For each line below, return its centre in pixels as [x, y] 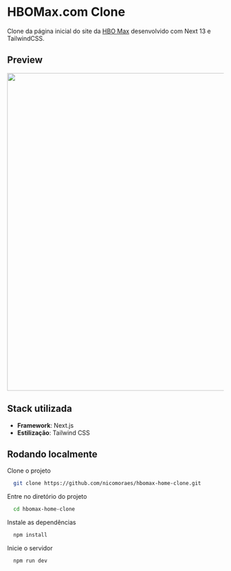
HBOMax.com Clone [66, 12]
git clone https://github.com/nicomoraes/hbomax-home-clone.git [107, 484]
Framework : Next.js [45, 425]
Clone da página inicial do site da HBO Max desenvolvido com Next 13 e [109, 31]
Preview [25, 60]
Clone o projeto [29, 471]
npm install [31, 535]
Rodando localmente [52, 454]
